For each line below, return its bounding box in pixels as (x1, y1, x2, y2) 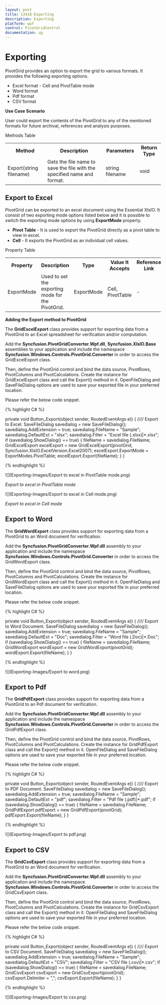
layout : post (5, 7, 32, 12)
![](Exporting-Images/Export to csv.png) (5, 994, 87, 1000)
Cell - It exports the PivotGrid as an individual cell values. (12, 237, 129, 243)
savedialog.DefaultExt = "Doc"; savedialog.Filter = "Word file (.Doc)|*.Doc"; (5, 634, 160, 640)
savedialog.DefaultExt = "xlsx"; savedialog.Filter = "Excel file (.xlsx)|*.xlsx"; (5, 432, 159, 437)
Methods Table (5, 132, 36, 138)
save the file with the (47, 164, 95, 171)
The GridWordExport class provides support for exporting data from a (5, 528, 148, 534)
